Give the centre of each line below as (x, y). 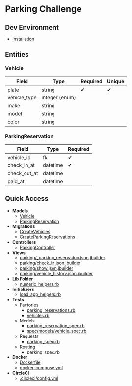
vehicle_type (22, 97)
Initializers (23, 289)
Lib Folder (23, 279)
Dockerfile (30, 362)
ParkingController (37, 247)
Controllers (24, 242)
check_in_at (21, 165)
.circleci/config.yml (39, 378)
